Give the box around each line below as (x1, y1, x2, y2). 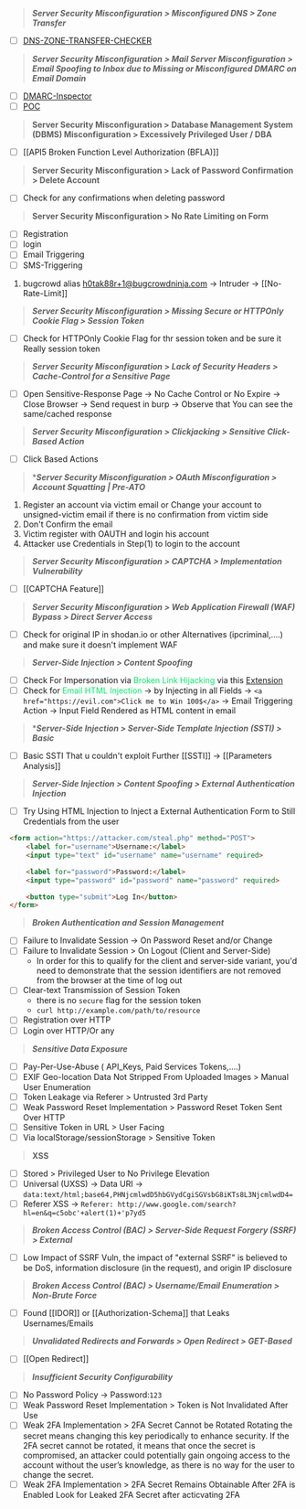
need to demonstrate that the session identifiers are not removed (36, 965, 281, 977)
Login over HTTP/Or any (22, 1024, 115, 1036)
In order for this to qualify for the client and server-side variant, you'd (36, 956, 298, 967)
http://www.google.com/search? (117, 1200, 237, 1210)
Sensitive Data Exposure (31, 1043, 128, 1054)
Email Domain (31, 73, 87, 84)
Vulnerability (31, 565, 84, 576)
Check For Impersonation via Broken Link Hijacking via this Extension (22, 674, 283, 685)
